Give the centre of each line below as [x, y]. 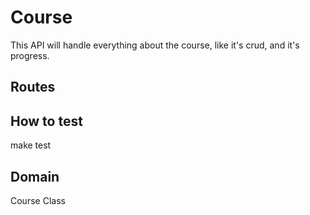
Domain [35, 176]
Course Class [38, 200]
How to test [46, 121]
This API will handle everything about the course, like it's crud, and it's [155, 45]
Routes [33, 87]
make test [31, 145]
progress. [30, 55]
